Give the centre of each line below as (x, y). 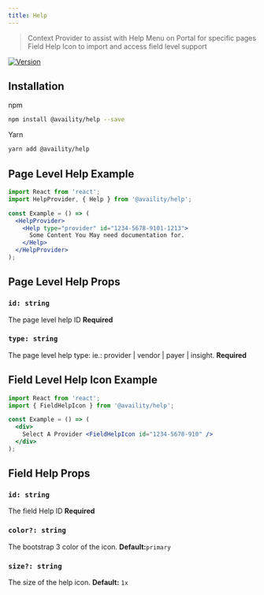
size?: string (35, 566)
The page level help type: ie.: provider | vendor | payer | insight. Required (127, 355)
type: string (33, 339)
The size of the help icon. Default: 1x (68, 582)
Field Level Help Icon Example (83, 380)
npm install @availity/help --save (67, 120)
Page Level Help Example (71, 174)
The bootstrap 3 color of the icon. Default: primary (89, 547)
